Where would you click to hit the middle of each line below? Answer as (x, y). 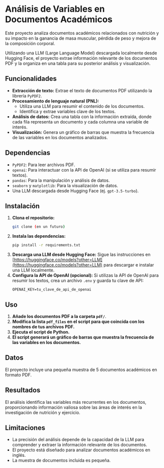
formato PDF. (18, 375)
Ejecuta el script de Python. (41, 332)
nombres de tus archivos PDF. (43, 326)
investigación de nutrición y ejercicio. (43, 412)
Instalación (23, 206)
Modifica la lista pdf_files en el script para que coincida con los (78, 321)
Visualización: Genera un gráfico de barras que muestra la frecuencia (83, 132)
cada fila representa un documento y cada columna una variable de (80, 122)
